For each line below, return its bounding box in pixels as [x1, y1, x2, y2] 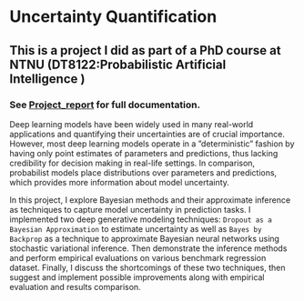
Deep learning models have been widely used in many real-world [9, 118, 254, 129]
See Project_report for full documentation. [9, 98, 201, 111]
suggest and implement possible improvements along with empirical [9, 271, 266, 283]
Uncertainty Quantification [9, 6, 218, 27]
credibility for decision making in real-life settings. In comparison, [9, 157, 256, 168]
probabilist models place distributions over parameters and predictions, [9, 166, 278, 178]
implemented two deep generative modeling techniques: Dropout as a [9, 214, 273, 225]
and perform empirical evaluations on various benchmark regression [9, 252, 267, 263]
